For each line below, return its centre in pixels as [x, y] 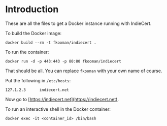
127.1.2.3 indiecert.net [37, 90]
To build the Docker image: [34, 33]
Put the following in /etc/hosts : [38, 80]
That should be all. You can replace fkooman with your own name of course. [84, 71]
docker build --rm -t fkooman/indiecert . [51, 42]
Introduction [32, 9]
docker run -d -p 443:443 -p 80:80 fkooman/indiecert [63, 61]
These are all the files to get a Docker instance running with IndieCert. [78, 23]
